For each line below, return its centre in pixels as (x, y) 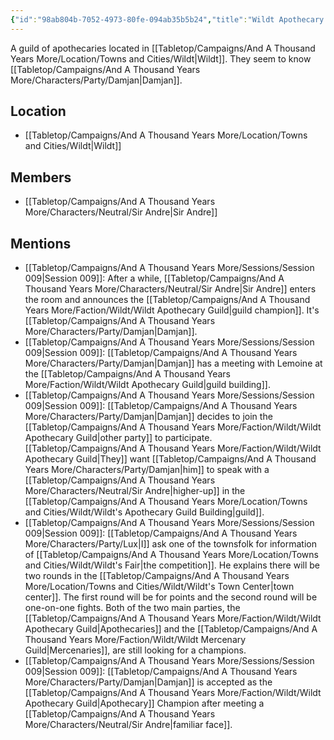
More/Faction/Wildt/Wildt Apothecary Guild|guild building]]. (147, 385)
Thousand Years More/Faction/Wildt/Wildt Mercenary (135, 640)
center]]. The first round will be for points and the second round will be (171, 597)
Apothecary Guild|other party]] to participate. (118, 438)
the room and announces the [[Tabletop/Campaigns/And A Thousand (167, 300)
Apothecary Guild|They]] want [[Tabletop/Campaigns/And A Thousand (170, 459)
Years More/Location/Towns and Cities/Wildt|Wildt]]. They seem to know (161, 58)
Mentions (41, 243)
